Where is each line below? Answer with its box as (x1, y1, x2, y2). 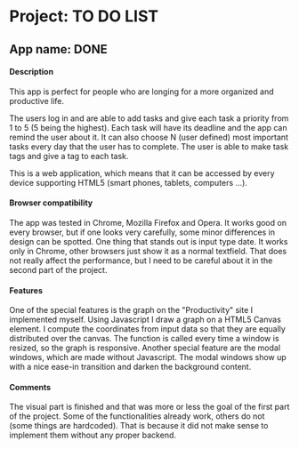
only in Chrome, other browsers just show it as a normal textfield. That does (9, 245, 287, 256)
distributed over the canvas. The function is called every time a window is (9, 333, 279, 344)
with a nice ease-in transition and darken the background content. (9, 362, 252, 373)
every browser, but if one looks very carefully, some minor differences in (9, 227, 276, 237)
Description (9, 67, 54, 77)
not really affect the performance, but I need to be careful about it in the (9, 255, 273, 266)
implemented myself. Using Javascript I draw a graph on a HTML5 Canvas (9, 314, 282, 325)
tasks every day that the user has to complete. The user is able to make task (9, 140, 289, 152)
